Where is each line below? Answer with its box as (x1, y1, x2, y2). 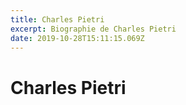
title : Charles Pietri (10, 14, 105, 25)
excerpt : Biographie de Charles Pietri (10, 24, 177, 34)
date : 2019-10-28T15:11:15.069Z (10, 33, 145, 43)
